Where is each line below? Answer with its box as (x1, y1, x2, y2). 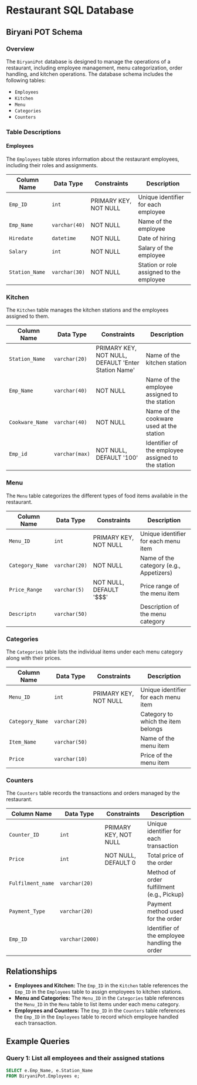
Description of (140, 602, 179, 610)
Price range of (140, 582, 180, 590)
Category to (140, 710, 174, 718)
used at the (145, 422, 177, 430)
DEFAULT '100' (96, 454, 138, 462)
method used (147, 907, 184, 915)
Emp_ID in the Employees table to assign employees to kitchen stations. (14, 988, 183, 995)
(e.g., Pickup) (147, 890, 185, 898)
